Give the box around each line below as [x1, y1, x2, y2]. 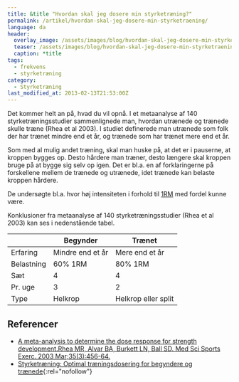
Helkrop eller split [115, 294, 174, 304]
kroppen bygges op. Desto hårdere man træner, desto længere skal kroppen [7, 154, 231, 162]
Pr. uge [11, 282, 36, 292]
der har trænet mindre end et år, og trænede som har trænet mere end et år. [7, 132, 230, 141]
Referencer [7, 318, 58, 330]
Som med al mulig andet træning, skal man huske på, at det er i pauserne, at [7, 146, 231, 154]
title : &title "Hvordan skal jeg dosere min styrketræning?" [7, 10, 193, 18]
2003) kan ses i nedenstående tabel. [7, 218, 115, 228]
